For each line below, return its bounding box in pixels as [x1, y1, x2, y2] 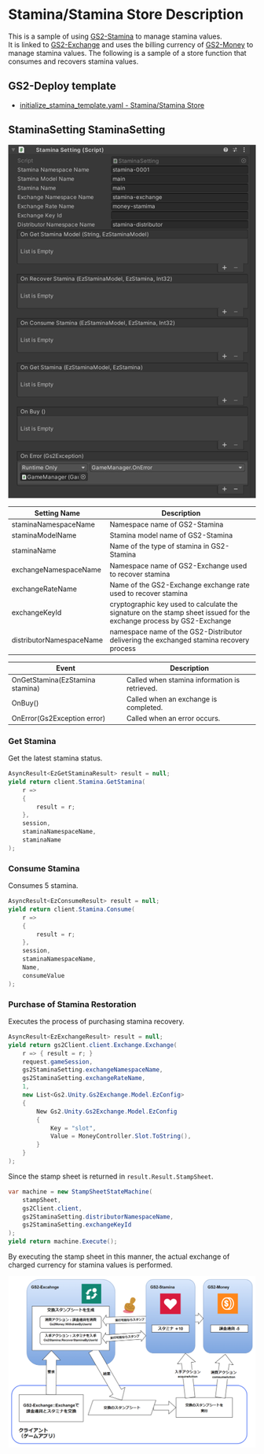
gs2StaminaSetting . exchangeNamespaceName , [22, 1066, 163, 1074]
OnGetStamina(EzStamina [11, 675, 96, 684]
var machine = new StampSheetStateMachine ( [8, 1187, 153, 1196]
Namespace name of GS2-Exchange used [109, 561, 247, 570]
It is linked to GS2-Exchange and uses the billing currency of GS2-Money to [8, 39, 254, 49]
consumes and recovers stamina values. [8, 57, 139, 66]
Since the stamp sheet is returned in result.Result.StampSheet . [8, 1171, 214, 1181]
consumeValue [22, 971, 65, 979]
